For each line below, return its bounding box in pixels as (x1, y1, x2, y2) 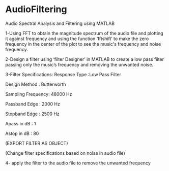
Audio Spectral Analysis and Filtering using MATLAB (5, 20, 115, 26)
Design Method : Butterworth (5, 81, 66, 87)
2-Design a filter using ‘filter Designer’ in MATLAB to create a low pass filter (5, 56, 164, 62)
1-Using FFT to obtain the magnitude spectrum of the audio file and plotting (5, 30, 164, 36)
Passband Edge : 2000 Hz (5, 100, 60, 107)
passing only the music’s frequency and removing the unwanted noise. (5, 61, 154, 67)
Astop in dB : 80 (5, 130, 39, 136)
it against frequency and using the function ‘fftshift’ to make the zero (5, 36, 149, 42)
